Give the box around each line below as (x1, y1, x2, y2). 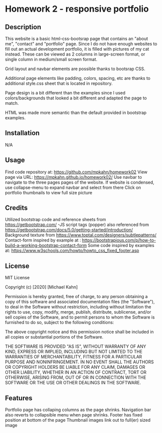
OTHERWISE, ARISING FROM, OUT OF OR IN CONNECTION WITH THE (5, 375, 146, 380)
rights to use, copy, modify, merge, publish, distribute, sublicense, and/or (5, 309, 151, 315)
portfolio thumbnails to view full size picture (5, 189, 93, 195)
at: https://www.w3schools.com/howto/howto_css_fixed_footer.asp (5, 247, 139, 254)
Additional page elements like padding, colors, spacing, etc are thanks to (5, 75, 151, 81)
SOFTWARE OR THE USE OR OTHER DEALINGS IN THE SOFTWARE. (5, 380, 141, 386)
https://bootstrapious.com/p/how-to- (81, 237, 156, 243)
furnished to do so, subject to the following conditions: (5, 320, 114, 325)
